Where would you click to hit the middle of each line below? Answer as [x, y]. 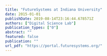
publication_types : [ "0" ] [32, 28]
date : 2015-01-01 [23, 14]
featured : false [22, 37]
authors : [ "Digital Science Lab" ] [41, 23]
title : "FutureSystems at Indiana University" [54, 9]
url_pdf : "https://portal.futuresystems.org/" [54, 46]
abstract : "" [18, 32]
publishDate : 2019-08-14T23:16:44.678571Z [49, 19]
